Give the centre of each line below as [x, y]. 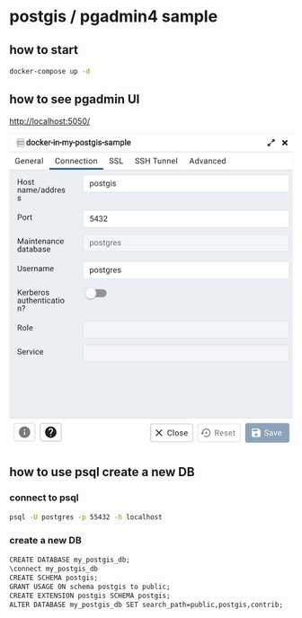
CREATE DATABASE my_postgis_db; [70, 560]
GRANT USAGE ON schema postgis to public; [90, 587]
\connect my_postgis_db [54, 569]
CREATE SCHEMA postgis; [54, 578]
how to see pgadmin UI [75, 99]
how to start [44, 50]
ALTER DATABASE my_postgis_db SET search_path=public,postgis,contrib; [146, 605]
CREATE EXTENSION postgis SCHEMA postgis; [90, 596]
